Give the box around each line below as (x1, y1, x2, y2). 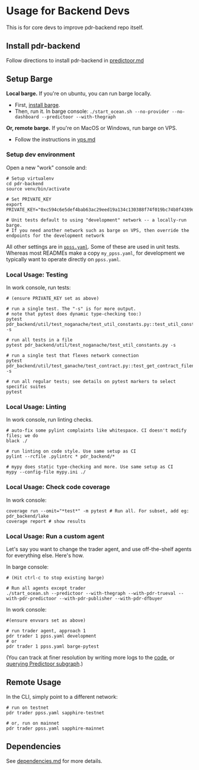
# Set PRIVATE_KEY (6, 196, 52, 202)
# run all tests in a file (6, 337, 73, 343)
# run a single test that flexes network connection (6, 353, 139, 359)
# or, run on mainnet (6, 720, 60, 726)
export (6, 201, 23, 207)
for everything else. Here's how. (6, 552, 84, 559)
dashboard (14, 114, 40, 120)
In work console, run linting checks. (6, 416, 93, 423)
